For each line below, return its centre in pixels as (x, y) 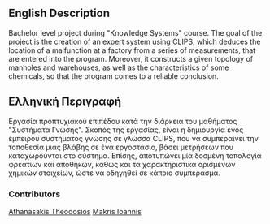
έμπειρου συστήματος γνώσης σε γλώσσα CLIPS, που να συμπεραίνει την (133, 138)
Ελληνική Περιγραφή (65, 102)
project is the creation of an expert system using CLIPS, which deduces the (135, 41)
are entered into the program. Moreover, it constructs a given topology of (131, 58)
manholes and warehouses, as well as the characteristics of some (119, 67)
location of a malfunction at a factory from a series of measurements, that (132, 50)
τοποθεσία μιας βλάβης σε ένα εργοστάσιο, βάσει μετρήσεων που (121, 147)
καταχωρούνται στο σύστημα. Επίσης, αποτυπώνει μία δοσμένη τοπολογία (135, 155)
